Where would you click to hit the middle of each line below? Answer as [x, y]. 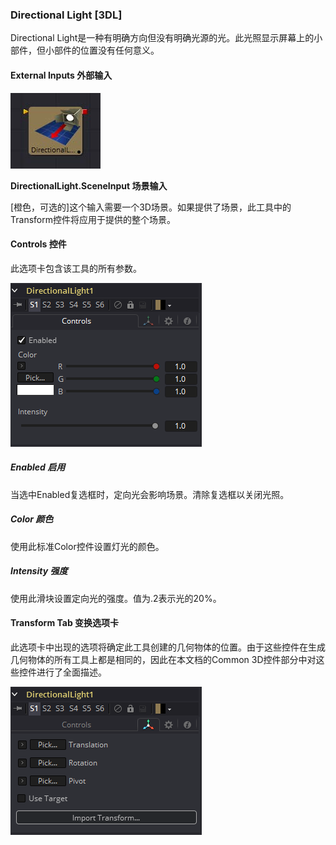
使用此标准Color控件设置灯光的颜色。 [87, 546]
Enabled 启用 [38, 467]
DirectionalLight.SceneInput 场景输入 [89, 185]
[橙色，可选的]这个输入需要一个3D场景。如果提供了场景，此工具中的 [151, 207]
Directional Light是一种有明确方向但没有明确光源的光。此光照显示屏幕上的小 [166, 38]
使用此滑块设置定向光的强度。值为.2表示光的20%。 [116, 598]
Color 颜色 [32, 519]
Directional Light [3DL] [66, 15]
